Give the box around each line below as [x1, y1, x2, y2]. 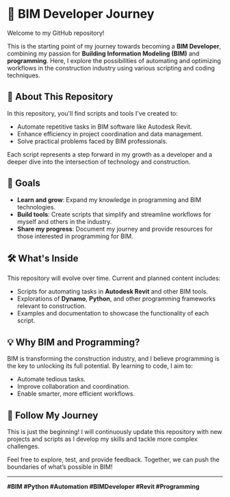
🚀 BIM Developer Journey [7, 6, 155, 22]
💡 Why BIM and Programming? [7, 336, 140, 348]
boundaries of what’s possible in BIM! [7, 463, 113, 471]
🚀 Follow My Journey [7, 409, 99, 421]
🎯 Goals [7, 177, 41, 189]
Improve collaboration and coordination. [16, 383, 130, 391]
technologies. [16, 203, 56, 211]
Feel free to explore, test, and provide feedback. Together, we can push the [7, 455, 220, 463]
